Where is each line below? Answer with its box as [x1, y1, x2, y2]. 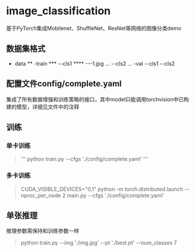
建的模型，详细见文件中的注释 [6, 103, 79, 110]
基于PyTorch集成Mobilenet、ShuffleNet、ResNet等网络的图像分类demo [6, 24, 181, 32]
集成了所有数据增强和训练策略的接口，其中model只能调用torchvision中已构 [6, 95, 189, 102]
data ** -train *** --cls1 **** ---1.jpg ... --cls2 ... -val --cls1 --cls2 [14, 60, 175, 67]
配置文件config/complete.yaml [6, 79, 122, 89]
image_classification [6, 4, 111, 18]
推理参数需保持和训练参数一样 [6, 228, 79, 235]
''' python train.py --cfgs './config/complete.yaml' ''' [20, 155, 149, 163]
